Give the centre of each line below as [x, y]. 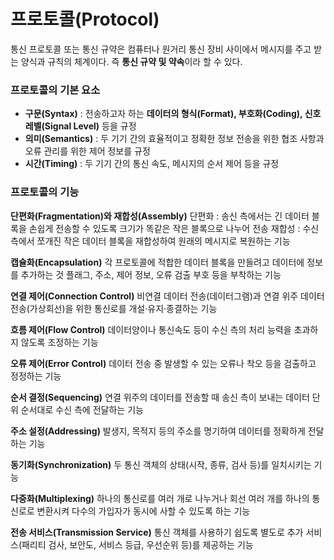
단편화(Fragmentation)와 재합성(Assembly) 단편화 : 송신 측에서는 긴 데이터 [160, 216]
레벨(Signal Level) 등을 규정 [80, 126]
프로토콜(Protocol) [85, 19]
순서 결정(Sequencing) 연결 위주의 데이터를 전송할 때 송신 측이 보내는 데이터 [160, 397]
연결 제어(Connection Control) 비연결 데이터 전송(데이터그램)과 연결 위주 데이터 [167, 296]
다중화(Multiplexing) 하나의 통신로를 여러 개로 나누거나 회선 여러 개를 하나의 [160, 498]
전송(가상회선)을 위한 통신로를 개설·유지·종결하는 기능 [114, 308]
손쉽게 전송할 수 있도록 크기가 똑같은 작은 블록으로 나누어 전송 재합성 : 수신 [174, 228]
